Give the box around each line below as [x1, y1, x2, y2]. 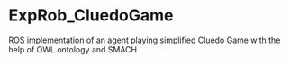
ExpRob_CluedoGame [8, 5, 174, 26]
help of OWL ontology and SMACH [8, 44, 137, 54]
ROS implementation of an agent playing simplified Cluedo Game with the [8, 35, 281, 45]
